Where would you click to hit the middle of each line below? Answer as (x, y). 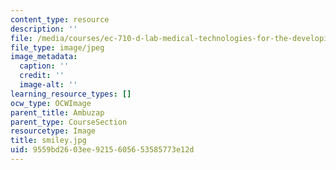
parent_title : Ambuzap (57, 112)
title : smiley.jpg (48, 141)
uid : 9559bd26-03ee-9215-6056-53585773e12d (102, 150)
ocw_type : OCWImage (51, 103)
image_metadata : (44, 57)
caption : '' (44, 66)
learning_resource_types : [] (71, 94)
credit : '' (42, 76)
